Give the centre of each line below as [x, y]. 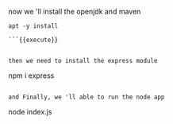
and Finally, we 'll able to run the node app [86, 97]
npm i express [31, 76]
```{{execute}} [33, 40]
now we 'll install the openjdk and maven [75, 12]
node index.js [30, 112]
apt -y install [33, 26]
